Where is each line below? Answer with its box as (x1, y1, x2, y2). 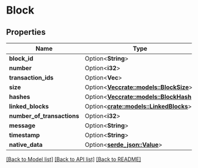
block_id (9, 54, 34, 62)
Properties (6, 27, 46, 37)
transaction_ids (9, 74, 54, 81)
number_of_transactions (9, 112, 80, 120)
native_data (9, 141, 43, 149)
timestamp (9, 131, 40, 139)
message (9, 121, 35, 130)
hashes (9, 93, 31, 101)
